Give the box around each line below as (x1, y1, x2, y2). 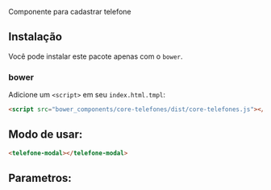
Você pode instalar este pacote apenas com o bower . (8, 52, 183, 61)
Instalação (8, 30, 63, 43)
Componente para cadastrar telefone (8, 7, 131, 16)
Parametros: (8, 171, 73, 185)
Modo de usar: (8, 128, 83, 142)
